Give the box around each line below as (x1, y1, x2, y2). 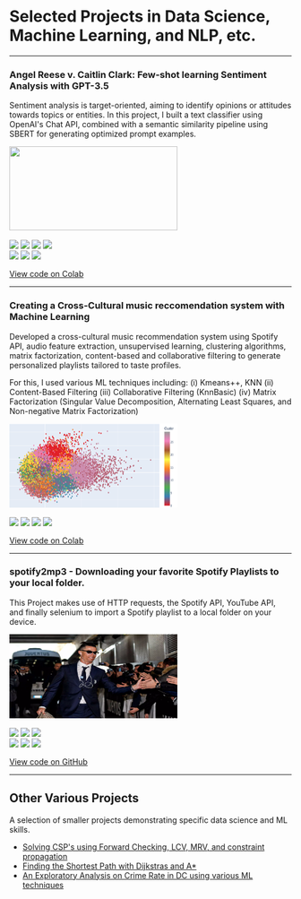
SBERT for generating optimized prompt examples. (9, 128, 197, 140)
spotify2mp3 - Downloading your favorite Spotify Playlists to (9, 566, 279, 578)
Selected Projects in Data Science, (9, 6, 271, 27)
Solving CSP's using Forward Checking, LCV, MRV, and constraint (21, 841, 265, 852)
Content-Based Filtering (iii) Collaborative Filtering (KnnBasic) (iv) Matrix (9, 386, 277, 397)
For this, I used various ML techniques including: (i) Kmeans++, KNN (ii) (9, 376, 274, 387)
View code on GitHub (9, 756, 88, 767)
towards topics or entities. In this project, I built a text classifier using (9, 109, 262, 120)
